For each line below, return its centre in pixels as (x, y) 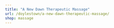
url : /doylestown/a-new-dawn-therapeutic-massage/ (57, 14)
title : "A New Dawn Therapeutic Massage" (48, 9)
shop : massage (19, 18)
